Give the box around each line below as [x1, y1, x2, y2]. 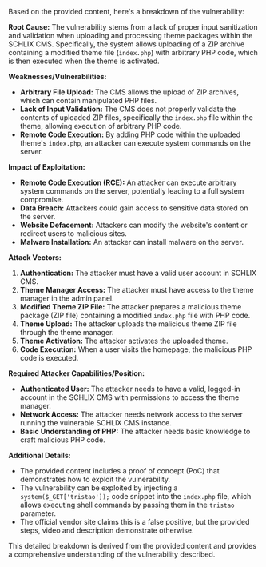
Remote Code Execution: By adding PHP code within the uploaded [19, 130, 241, 139]
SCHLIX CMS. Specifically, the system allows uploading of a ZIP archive [8, 39, 245, 49]
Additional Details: [8, 451, 71, 460]
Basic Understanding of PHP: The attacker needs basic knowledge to [19, 427, 251, 436]
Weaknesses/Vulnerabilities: [8, 72, 107, 81]
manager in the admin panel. [19, 293, 114, 303]
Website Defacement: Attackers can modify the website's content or [19, 220, 248, 230]
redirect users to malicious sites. [19, 229, 127, 238]
